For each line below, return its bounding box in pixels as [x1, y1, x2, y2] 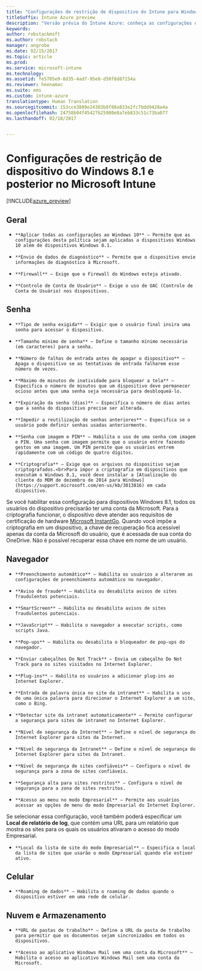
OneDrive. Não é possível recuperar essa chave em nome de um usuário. [6, 536, 188, 544]
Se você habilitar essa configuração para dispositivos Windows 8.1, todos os [6, 498, 195, 505]
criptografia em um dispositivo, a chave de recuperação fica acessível [6, 524, 180, 531]
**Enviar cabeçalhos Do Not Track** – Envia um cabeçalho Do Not [14, 656, 182, 662]
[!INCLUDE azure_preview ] [6, 197, 71, 205]
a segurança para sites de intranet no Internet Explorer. [14, 717, 167, 723]
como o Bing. [14, 700, 48, 706]
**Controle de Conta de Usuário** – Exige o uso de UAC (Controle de [14, 283, 194, 289]
